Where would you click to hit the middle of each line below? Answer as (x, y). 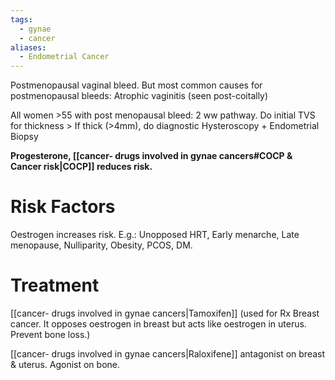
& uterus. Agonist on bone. (65, 364)
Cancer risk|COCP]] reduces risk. (81, 167)
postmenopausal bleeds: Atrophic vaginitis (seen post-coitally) (139, 96)
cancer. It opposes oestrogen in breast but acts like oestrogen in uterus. (158, 324)
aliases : (28, 47)
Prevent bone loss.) (50, 334)
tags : (21, 19)
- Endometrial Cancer (64, 57)
